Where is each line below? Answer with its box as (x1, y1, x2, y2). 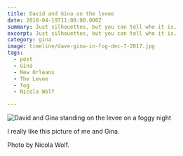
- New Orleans (13, 69, 55, 76)
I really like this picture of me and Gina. (7, 127, 120, 136)
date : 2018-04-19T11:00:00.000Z (7, 17, 102, 24)
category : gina (7, 36, 52, 43)
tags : (7, 50, 23, 57)
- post (13, 56, 33, 63)
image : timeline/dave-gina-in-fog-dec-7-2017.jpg (7, 43, 156, 50)
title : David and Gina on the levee (7, 10, 114, 17)
